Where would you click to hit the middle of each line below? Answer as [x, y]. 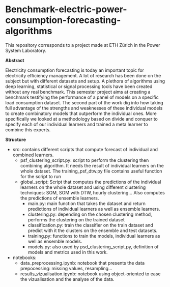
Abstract [15, 60]
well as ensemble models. [55, 241]
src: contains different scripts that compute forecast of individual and [85, 149]
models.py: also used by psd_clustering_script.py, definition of [93, 247]
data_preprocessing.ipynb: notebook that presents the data [82, 263]
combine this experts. [28, 130]
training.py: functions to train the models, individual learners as [94, 236]
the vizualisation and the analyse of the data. [67, 279]
